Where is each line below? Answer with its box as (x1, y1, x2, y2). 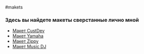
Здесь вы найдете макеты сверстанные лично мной (5, 16, 139, 23)
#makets (5, 4, 23, 10)
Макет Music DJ (12, 44, 46, 50)
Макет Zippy (12, 38, 39, 44)
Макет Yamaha (12, 33, 44, 39)
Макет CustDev (12, 28, 45, 34)
